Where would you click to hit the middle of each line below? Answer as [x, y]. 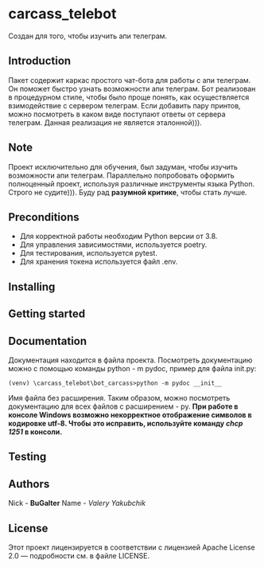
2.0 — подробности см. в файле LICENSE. [79, 555]
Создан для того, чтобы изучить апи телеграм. [88, 36]
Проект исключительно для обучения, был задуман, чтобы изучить [123, 166]
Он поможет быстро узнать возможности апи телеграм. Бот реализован [132, 88]
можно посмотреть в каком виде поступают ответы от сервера [117, 114]
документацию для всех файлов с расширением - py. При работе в [123, 406]
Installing [32, 286]
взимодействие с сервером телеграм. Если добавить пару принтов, [124, 105]
